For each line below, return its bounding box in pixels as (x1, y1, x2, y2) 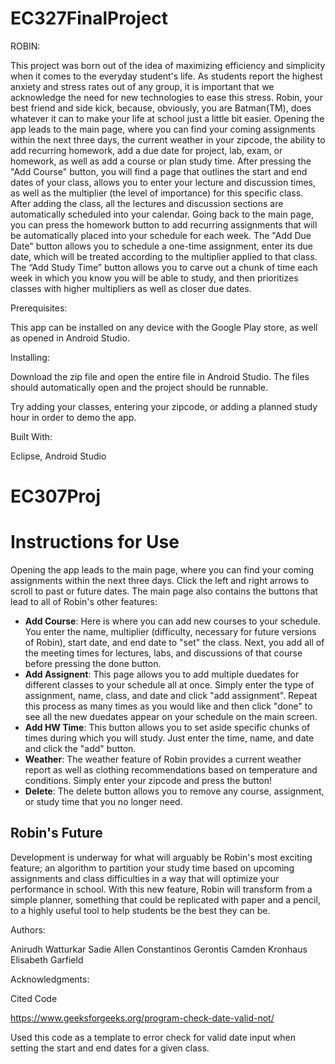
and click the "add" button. (24, 743, 137, 755)
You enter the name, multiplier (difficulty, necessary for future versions (24, 626, 317, 638)
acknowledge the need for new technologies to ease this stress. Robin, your (10, 91, 323, 103)
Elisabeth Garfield (10, 953, 84, 966)
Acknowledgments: (10, 973, 90, 985)
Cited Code (10, 992, 58, 1004)
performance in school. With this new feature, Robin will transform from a (10, 883, 313, 895)
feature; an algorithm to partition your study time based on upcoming (10, 862, 295, 874)
